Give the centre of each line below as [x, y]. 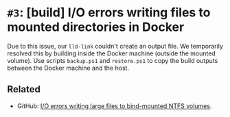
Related [24, 89]
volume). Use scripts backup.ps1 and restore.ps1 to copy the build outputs [113, 60]
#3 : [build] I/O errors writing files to [109, 13]
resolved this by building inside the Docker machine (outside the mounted [112, 53]
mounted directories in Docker [96, 27]
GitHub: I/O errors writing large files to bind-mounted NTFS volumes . [114, 106]
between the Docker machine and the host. [68, 68]
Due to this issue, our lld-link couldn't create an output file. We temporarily [115, 46]
